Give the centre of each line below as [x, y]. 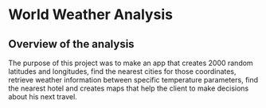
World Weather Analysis [91, 15]
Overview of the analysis [71, 44]
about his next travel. [43, 96]
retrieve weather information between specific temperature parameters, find [133, 80]
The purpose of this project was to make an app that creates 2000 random [131, 63]
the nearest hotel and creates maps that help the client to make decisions [129, 88]
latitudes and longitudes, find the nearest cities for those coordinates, [122, 71]
